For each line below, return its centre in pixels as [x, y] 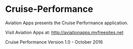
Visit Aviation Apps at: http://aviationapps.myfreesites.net [64, 32]
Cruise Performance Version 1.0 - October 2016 [54, 42]
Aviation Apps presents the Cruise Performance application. [67, 23]
